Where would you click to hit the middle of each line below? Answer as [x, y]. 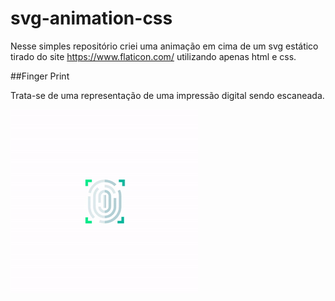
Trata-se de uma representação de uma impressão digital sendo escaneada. [167, 95]
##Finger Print [40, 76]
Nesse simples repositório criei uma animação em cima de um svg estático [164, 46]
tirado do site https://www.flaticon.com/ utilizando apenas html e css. [153, 56]
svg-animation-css [91, 18]
